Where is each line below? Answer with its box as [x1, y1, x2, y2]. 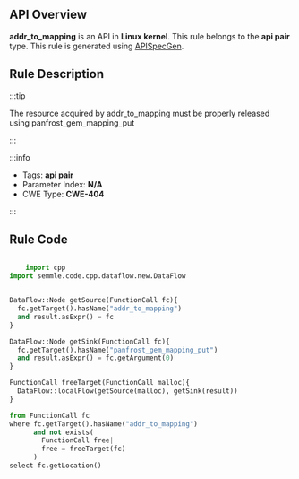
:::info [9, 152, 30, 162]
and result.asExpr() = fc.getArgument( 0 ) [17, 353, 175, 362]
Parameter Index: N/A [21, 179, 103, 189]
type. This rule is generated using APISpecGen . [9, 40, 184, 51]
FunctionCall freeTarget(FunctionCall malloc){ [9, 379, 191, 388]
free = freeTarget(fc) [41, 444, 126, 454]
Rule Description [9, 66, 105, 82]
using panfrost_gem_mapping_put [9, 117, 135, 128]
